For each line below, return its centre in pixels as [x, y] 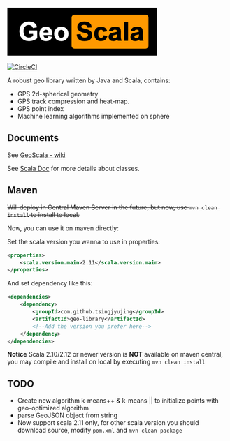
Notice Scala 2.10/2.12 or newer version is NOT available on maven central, [115, 354]
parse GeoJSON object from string [67, 415]
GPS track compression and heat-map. [73, 101]
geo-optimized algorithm [53, 408]
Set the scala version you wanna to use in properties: [84, 241]
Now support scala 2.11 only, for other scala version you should [108, 423]
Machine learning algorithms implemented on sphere [93, 116]
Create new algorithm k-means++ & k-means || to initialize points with [118, 401]
